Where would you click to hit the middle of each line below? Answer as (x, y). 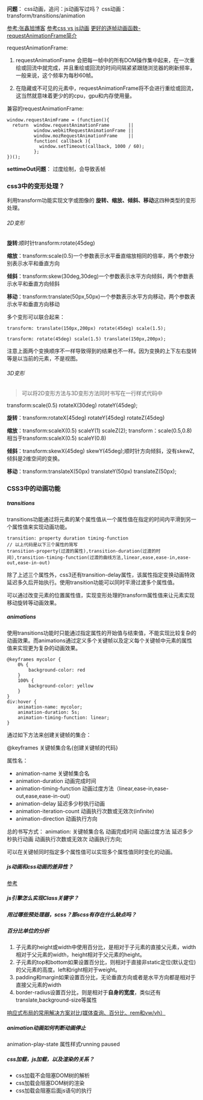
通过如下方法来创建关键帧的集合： (49, 735)
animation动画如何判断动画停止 (46, 1028)
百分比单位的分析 (28, 931)
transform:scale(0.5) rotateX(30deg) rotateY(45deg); (72, 405)
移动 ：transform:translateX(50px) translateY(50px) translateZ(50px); (92, 471)
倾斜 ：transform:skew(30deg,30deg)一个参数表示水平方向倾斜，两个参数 (98, 276)
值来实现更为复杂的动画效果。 (44, 648)
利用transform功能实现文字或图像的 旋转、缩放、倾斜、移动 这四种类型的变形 (101, 201)
